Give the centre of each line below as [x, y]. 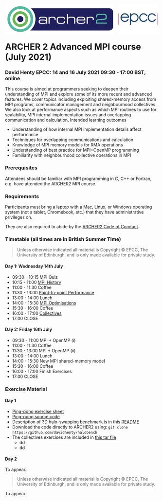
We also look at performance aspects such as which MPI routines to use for [81, 110]
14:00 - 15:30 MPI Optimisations [44, 303]
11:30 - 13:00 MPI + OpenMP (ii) [44, 350]
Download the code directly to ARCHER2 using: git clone [70, 427]
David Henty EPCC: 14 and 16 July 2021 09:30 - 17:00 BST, [75, 72]
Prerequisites [21, 168]
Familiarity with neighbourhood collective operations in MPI [72, 155]
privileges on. [19, 217]
